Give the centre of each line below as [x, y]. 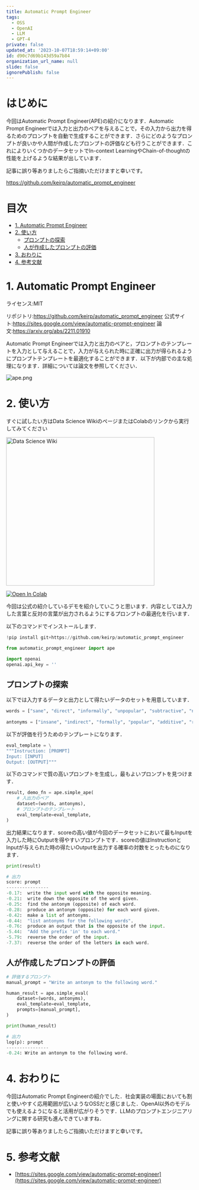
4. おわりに [33, 1079]
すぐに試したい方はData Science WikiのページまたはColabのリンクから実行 [98, 421]
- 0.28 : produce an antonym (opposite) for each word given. [83, 910]
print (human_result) [32, 1026]
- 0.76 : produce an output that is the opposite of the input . [86, 926]
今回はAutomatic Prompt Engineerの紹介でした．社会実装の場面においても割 [99, 1096]
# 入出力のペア [33, 798]
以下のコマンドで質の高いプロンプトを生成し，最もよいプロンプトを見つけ [97, 774]
